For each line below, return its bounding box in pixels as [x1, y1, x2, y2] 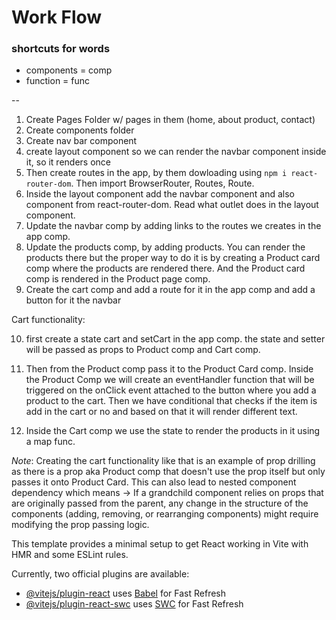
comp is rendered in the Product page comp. [25, 273, 211, 285]
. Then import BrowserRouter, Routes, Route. [70, 177, 255, 190]
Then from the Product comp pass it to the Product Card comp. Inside [25, 363, 314, 375]
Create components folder [25, 124, 135, 136]
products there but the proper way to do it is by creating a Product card [25, 252, 321, 264]
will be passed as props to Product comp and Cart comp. [25, 344, 261, 356]
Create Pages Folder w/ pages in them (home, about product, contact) [25, 114, 316, 126]
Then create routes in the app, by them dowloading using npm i [25, 167, 288, 179]
